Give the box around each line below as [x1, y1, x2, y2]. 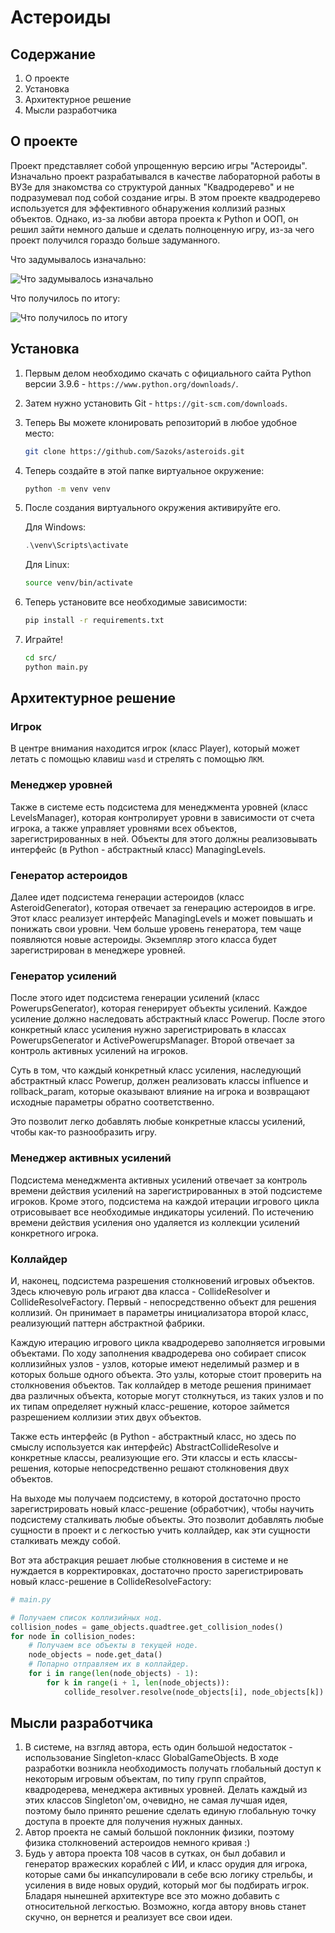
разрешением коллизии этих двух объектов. [10, 1411, 202, 1423]
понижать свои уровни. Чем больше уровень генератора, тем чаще [10, 923, 302, 935]
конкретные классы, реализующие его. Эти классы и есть [10, 1451, 261, 1463]
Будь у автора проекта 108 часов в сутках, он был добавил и [24, 1847, 286, 1860]
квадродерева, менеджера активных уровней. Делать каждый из [24, 1784, 308, 1796]
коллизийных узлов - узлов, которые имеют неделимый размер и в [10, 1357, 300, 1370]
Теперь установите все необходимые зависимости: [24, 596, 248, 608]
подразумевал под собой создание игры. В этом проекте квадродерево [10, 191, 321, 203]
